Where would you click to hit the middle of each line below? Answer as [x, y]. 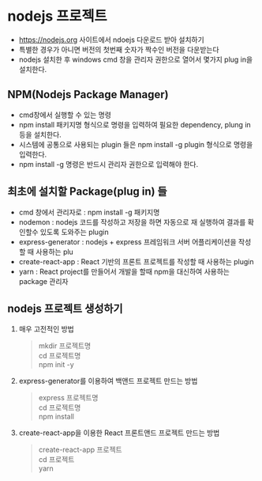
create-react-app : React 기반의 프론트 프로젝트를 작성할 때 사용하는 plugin [136, 261]
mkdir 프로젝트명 [65, 346]
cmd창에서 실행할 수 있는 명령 [65, 115]
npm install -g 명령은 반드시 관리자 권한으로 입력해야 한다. [109, 164]
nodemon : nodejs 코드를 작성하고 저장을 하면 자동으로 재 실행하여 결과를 [132, 222]
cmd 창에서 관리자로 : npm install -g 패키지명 [89, 212]
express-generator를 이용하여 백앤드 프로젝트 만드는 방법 [108, 381]
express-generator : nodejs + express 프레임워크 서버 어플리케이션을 [128, 241]
